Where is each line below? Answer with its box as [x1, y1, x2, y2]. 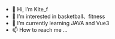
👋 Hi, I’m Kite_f [11, 6, 49, 13]
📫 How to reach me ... [11, 26, 68, 33]
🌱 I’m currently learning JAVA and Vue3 [11, 20, 110, 26]
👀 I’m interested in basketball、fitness [11, 13, 105, 20]
